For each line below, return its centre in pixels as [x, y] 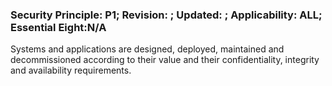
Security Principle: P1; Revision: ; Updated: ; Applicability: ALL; [166, 15]
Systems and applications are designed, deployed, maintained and [147, 49]
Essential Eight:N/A [58, 27]
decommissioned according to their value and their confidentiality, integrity [165, 60]
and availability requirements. [71, 70]
